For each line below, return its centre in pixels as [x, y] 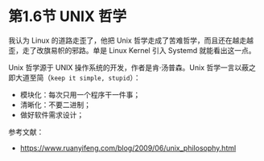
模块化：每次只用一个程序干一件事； [80, 94]
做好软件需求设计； [52, 114]
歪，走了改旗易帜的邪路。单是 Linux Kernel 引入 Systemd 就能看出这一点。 [132, 50]
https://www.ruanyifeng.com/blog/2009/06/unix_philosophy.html [128, 148]
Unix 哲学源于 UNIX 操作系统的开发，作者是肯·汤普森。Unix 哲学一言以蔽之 [132, 67]
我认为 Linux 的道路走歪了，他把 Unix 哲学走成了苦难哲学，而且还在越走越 [131, 40]
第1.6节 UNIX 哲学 [68, 17]
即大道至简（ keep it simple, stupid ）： [74, 77]
